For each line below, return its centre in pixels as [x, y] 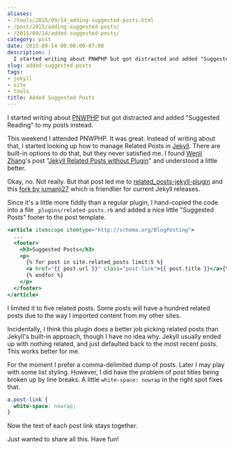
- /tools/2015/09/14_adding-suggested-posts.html [81, 20]
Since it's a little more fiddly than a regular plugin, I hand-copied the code [113, 202]
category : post [29, 40]
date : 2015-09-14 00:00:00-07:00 [56, 46]
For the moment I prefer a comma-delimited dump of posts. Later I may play [116, 364]
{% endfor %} [45, 276]
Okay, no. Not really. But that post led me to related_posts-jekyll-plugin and [115, 181]
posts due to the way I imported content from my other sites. [94, 315]
